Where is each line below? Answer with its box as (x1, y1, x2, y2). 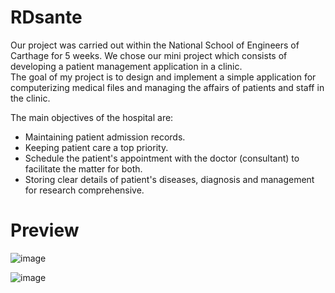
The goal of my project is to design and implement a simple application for (10, 71, 317, 83)
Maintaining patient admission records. (24, 131, 186, 143)
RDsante (10, 6, 83, 29)
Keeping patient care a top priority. (24, 141, 169, 153)
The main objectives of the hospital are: (10, 111, 174, 123)
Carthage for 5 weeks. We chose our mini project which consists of (10, 49, 288, 61)
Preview (10, 219, 80, 242)
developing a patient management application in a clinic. (10, 60, 243, 72)
